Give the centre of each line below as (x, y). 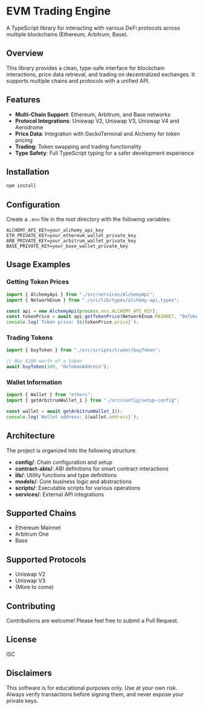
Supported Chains (41, 513)
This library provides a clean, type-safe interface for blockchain (85, 68)
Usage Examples (38, 265)
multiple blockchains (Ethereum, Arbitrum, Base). (67, 34)
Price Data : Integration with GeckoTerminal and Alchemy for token (97, 134)
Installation (28, 171)
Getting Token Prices (38, 282)
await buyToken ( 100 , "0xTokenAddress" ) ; (58, 367)
